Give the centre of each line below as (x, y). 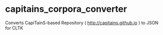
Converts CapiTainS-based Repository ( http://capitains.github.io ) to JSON (82, 23)
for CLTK (14, 28)
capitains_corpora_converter (66, 9)
